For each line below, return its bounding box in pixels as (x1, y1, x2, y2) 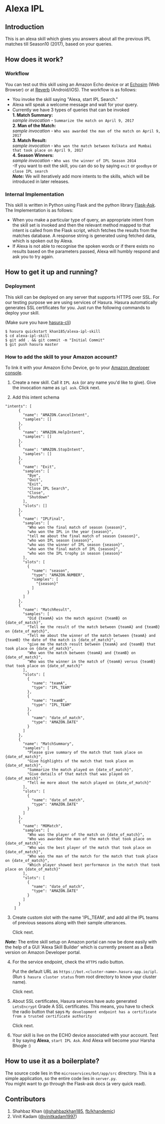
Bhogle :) (12, 1042, 31, 1048)
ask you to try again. (12, 253, 54, 260)
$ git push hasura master (5, 342, 58, 347)
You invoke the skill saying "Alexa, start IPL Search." (12, 96, 119, 102)
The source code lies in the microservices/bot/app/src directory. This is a (5, 1070, 156, 1076)
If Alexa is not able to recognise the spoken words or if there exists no (12, 243, 155, 249)
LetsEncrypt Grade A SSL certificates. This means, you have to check (12, 1003, 154, 1009)
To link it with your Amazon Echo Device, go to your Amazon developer (5, 364, 150, 370)
